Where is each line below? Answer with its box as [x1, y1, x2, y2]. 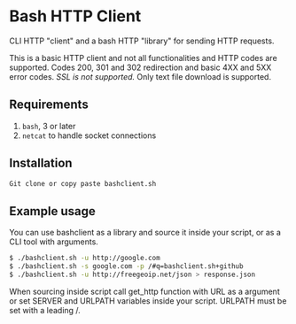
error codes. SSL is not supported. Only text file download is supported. [9, 71, 272, 81]
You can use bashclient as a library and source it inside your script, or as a [9, 228, 282, 238]
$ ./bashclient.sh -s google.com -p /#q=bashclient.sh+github [9, 262, 244, 271]
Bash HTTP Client [9, 6, 142, 27]
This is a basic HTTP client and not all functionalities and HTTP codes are [9, 52, 277, 63]
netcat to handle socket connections [21, 130, 157, 141]
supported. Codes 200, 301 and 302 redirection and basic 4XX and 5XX [9, 62, 272, 73]
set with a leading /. [9, 305, 82, 315]
